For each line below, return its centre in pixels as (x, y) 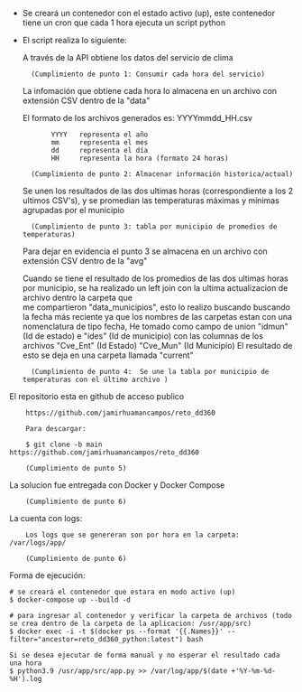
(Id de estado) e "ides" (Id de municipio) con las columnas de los (143, 336)
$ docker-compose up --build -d (70, 600)
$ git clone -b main (64, 444)
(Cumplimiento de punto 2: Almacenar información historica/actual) (162, 174)
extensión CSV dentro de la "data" (86, 100)
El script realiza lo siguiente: (75, 40)
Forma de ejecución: (47, 575)
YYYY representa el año (100, 135)
